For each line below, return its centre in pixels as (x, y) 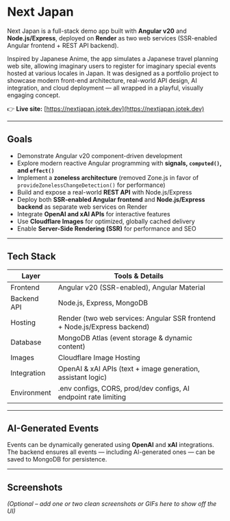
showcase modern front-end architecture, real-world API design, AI (102, 80)
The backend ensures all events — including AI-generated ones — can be (111, 452)
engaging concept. (34, 95)
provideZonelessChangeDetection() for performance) (91, 185)
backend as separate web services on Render (82, 207)
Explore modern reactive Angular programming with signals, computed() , (119, 163)
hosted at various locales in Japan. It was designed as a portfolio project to (113, 73)
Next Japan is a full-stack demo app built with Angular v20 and (97, 31)
